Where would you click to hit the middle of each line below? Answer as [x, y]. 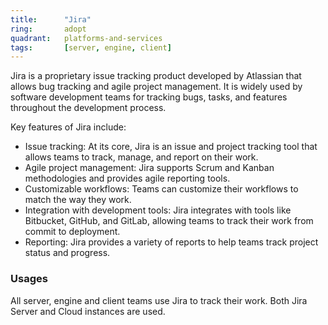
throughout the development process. [88, 108]
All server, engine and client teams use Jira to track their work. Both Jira [159, 300]
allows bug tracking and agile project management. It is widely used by [156, 87]
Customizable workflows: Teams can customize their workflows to [161, 189]
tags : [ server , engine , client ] [91, 47]
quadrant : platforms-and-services [86, 38]
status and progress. [67, 253]
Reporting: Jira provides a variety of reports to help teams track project [171, 242]
